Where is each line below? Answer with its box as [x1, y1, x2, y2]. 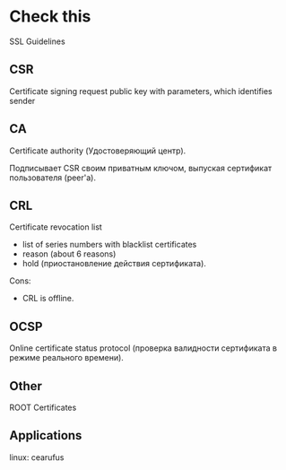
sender [9, 95, 36, 106]
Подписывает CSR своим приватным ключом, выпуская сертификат [9, 162, 273, 173]
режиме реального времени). [9, 352, 124, 363]
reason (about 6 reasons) [22, 248, 117, 259]
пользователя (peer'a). [9, 172, 97, 183]
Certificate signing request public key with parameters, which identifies [9, 85, 273, 96]
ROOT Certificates [9, 402, 77, 413]
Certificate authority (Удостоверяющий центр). [9, 145, 186, 156]
